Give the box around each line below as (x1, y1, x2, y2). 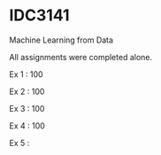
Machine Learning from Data (9, 35, 113, 45)
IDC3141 (9, 5, 70, 26)
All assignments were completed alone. (9, 51, 153, 62)
